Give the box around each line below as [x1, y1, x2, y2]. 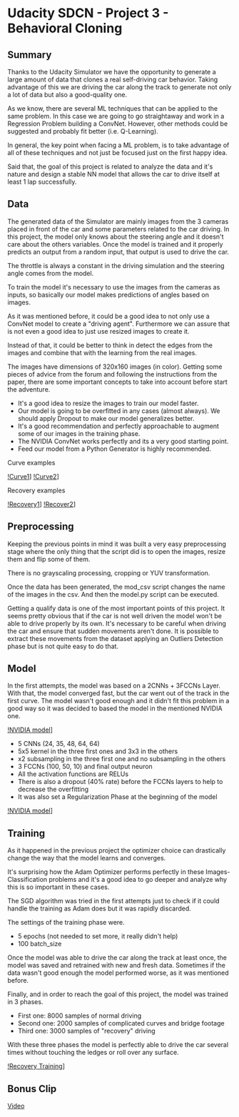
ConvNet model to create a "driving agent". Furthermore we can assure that [7, 319, 230, 328]
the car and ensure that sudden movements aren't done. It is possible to [7, 627, 219, 635]
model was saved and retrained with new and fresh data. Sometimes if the [7, 961, 226, 970]
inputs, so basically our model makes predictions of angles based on [7, 290, 209, 299]
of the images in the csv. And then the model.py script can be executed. [7, 590, 219, 598]
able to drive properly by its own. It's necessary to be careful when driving [7, 619, 226, 627]
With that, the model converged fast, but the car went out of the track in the [7, 689, 230, 697]
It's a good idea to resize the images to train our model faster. [17, 399, 199, 407]
